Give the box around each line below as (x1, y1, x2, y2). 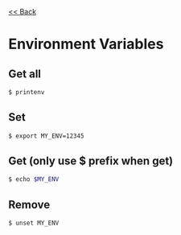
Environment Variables (8, 35, 164, 53)
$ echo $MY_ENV (8, 175, 60, 183)
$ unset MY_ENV (8, 219, 60, 228)
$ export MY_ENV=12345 (8, 132, 84, 140)
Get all (8, 67, 42, 80)
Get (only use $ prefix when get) (8, 154, 174, 167)
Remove (8, 197, 51, 212)
